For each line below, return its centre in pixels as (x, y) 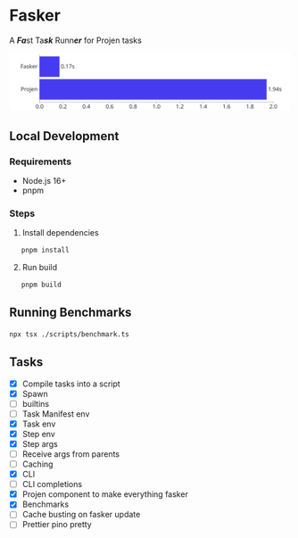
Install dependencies (61, 233)
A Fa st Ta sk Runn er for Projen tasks (76, 40)
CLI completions (52, 484)
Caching (37, 464)
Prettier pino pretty (57, 525)
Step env (38, 434)
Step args (40, 443)
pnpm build (41, 285)
